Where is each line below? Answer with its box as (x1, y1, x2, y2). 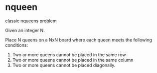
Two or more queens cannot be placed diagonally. (12, 62, 116, 68)
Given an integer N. (5, 27, 45, 33)
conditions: (5, 42, 28, 48)
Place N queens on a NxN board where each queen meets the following (5, 36, 153, 43)
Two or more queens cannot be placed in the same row (12, 51, 126, 58)
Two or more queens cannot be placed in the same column (12, 57, 134, 63)
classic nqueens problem (5, 18, 57, 24)
